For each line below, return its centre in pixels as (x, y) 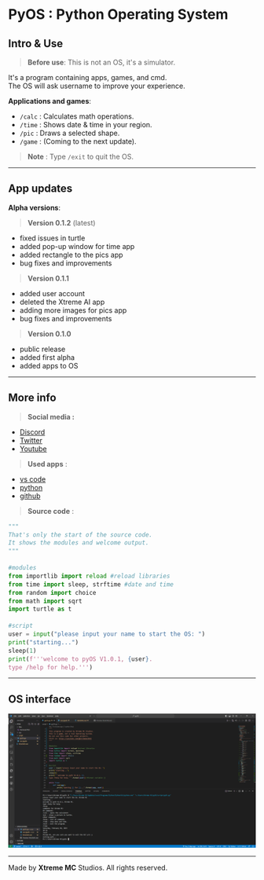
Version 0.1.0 (49, 334)
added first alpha (47, 357)
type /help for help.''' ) (50, 667)
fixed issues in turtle (52, 238)
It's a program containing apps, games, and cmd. (88, 77)
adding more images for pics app (73, 310)
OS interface (40, 699)
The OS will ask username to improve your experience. (97, 86)
